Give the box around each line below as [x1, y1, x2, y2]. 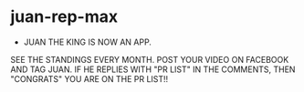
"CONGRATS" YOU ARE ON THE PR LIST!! [10, 73, 169, 84]
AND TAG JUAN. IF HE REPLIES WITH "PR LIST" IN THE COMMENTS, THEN [10, 64, 296, 75]
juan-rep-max [10, 6, 119, 27]
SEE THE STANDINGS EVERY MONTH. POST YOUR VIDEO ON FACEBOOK [10, 54, 289, 65]
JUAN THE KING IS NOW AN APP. [23, 36, 152, 47]
